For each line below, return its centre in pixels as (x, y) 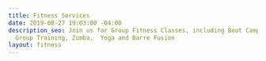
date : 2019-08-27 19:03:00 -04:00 (65, 23)
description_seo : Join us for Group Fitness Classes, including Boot (125, 30)
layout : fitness (35, 45)
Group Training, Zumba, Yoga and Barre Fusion (95, 38)
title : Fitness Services (49, 15)
